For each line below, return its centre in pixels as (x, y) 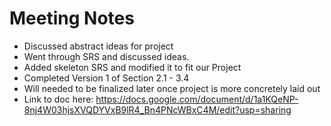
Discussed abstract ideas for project (98, 46)
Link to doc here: (58, 99)
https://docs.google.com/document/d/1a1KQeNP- (197, 99)
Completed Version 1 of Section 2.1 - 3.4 (106, 78)
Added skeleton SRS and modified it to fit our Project (132, 67)
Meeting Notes (72, 18)
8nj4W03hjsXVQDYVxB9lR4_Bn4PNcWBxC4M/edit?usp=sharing (157, 109)
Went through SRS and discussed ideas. (106, 56)
